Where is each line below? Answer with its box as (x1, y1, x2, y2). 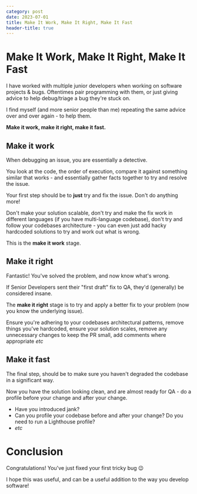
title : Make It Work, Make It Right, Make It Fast (6, 19, 133, 25)
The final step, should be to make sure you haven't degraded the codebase (6, 370, 188, 377)
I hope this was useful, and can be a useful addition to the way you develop (6, 476, 189, 483)
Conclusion (6, 445, 64, 458)
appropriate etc (6, 338, 44, 345)
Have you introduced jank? (14, 405, 80, 412)
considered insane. (6, 289, 53, 297)
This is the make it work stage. (6, 239, 81, 246)
